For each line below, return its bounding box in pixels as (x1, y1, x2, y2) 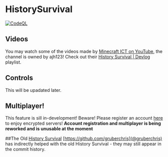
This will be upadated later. (5, 87, 62, 93)
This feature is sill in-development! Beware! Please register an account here (5, 115, 163, 121)
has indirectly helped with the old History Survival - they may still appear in (5, 141, 162, 147)
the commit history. (5, 146, 46, 152)
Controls (5, 74, 33, 82)
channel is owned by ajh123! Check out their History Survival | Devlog (5, 54, 150, 60)
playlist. (5, 59, 22, 65)
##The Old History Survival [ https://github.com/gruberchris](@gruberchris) (5, 135, 162, 142)
